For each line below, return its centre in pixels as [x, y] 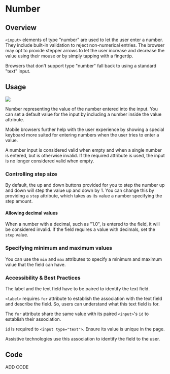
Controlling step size [31, 174]
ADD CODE [17, 367]
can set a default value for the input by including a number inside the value [83, 114]
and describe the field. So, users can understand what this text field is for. [82, 304]
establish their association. [33, 319]
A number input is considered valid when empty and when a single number [84, 150]
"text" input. [18, 71]
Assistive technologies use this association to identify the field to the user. [83, 338]
